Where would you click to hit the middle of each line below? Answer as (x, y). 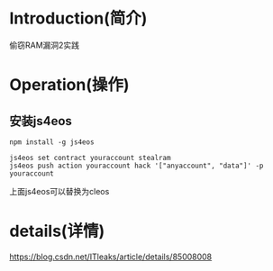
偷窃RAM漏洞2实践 (44, 45)
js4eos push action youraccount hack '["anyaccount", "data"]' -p (136, 166)
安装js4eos (41, 121)
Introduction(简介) (78, 18)
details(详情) (57, 231)
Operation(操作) (69, 85)
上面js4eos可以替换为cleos (59, 191)
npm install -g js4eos (52, 142)
